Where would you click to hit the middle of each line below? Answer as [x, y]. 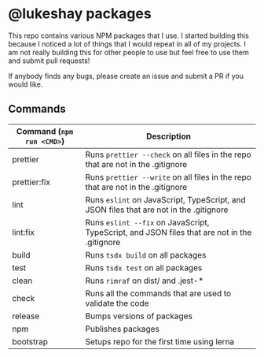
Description [169, 136]
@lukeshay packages [80, 14]
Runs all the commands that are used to [158, 293]
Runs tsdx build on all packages [146, 255]
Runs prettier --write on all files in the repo [168, 177]
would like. [26, 84]
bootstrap [30, 341]
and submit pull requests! [49, 61]
